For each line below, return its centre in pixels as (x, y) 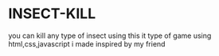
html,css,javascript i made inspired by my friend (87, 43)
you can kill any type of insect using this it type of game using (110, 35)
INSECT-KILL (52, 14)
